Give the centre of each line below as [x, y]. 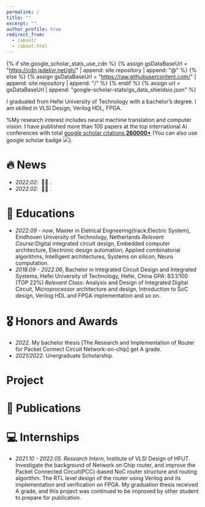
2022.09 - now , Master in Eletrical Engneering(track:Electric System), [103, 230]
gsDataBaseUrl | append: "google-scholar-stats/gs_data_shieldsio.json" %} [102, 89]
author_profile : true [34, 29]
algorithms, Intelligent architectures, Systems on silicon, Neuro [94, 256]
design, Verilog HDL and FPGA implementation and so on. [88, 295]
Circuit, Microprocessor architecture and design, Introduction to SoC [102, 289]
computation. [32, 263]
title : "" [19, 18]
